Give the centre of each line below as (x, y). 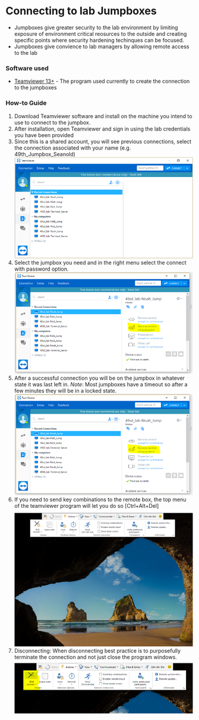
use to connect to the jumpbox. (52, 122)
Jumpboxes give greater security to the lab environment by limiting (96, 27)
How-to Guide (26, 103)
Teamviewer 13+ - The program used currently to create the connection (102, 81)
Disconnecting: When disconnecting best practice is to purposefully (97, 650)
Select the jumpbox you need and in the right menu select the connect (100, 263)
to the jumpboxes (35, 88)
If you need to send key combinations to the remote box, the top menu (100, 499)
